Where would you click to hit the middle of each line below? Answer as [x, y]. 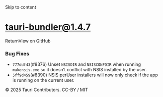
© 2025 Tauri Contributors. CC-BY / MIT [47, 90]
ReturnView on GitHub [28, 41]
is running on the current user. [43, 80]
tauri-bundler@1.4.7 [48, 27]
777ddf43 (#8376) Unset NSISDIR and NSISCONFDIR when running [77, 64]
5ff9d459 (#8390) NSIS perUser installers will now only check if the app [85, 75]
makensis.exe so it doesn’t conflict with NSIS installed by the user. [80, 70]
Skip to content [21, 7]
